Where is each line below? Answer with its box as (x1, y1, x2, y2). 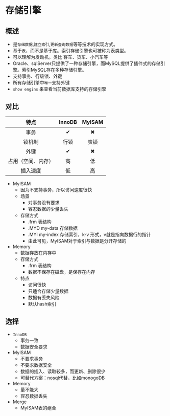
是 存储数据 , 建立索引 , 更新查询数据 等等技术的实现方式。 (12, 41, 118, 47)
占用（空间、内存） (8, 157, 55, 164)
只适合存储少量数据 (28, 288, 69, 294)
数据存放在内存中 (20, 249, 57, 256)
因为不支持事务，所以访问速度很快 (20, 186, 92, 192)
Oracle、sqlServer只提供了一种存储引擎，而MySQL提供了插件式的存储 (12, 60, 161, 67)
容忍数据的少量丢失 (28, 206, 69, 212)
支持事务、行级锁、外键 (12, 73, 62, 79)
